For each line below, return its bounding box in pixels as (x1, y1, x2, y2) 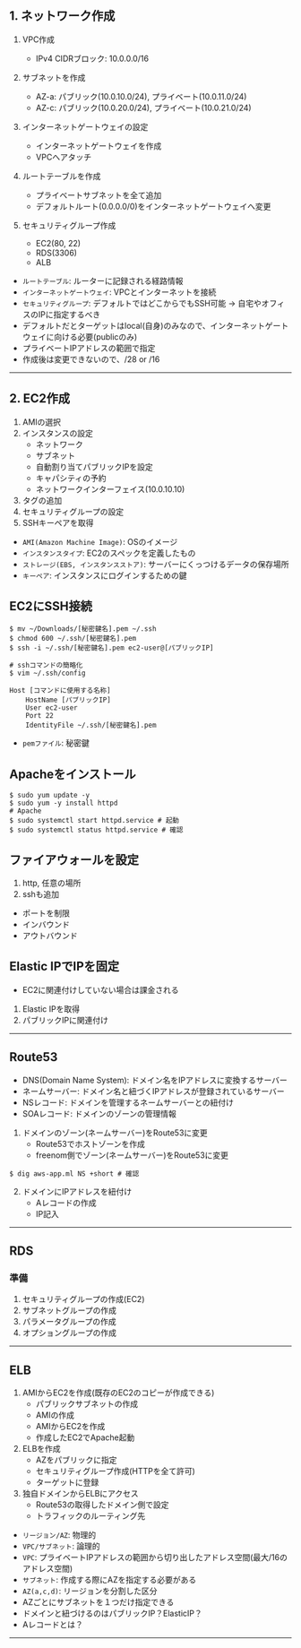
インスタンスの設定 (21, 427, 94, 438)
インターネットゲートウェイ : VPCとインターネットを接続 (21, 286, 217, 298)
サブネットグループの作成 (21, 1305, 116, 1316)
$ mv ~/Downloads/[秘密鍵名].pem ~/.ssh (9, 625, 157, 634)
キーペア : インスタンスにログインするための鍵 (21, 570, 187, 581)
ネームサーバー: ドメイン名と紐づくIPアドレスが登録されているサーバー (21, 1085, 285, 1096)
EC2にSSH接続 (9, 599, 92, 614)
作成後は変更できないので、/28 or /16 (21, 353, 160, 365)
